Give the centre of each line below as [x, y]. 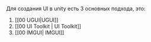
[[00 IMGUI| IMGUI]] [39, 33]
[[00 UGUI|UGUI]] [36, 20]
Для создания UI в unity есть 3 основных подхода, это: [76, 9]
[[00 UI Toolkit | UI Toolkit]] [48, 26]
